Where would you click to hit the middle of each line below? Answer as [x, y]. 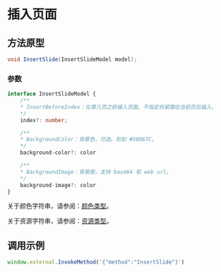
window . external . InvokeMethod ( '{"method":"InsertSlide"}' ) [96, 262]
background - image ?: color [58, 185]
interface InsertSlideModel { [52, 94]
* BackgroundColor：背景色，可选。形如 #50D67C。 [89, 140]
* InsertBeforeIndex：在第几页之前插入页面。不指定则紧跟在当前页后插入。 [118, 107]
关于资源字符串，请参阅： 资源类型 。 [60, 221]
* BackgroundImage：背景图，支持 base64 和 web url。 [96, 172]
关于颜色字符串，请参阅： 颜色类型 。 [60, 206]
